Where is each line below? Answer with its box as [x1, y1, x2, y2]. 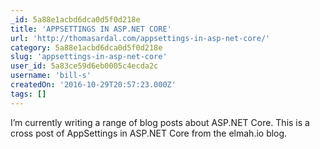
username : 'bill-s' [10, 71, 92, 81]
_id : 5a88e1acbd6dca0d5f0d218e [10, 14, 141, 25]
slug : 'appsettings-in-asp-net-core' [10, 52, 168, 62]
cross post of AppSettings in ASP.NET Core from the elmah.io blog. [10, 127, 288, 139]
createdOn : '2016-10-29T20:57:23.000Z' [10, 80, 177, 90]
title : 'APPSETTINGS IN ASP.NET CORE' [10, 24, 172, 34]
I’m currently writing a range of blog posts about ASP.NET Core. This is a [10, 116, 310, 128]
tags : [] [10, 89, 47, 99]
